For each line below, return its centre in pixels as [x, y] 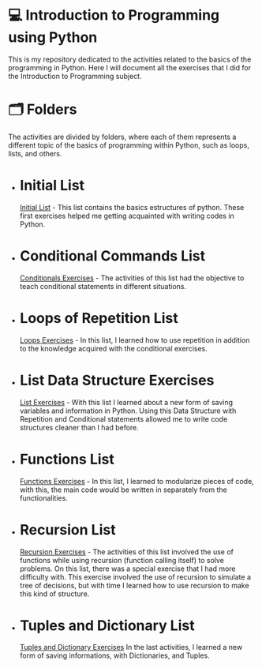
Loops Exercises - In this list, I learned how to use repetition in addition [135, 340]
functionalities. [44, 497]
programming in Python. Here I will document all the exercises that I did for [129, 67]
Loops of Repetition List [99, 318]
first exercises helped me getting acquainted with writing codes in [127, 216]
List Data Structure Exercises [117, 380]
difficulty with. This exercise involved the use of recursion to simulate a [135, 576]
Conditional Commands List [112, 256]
